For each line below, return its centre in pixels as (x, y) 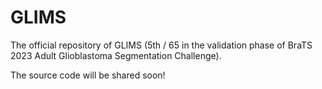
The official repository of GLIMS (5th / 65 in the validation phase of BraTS (161, 45)
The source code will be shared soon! (88, 75)
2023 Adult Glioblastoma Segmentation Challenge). (116, 55)
